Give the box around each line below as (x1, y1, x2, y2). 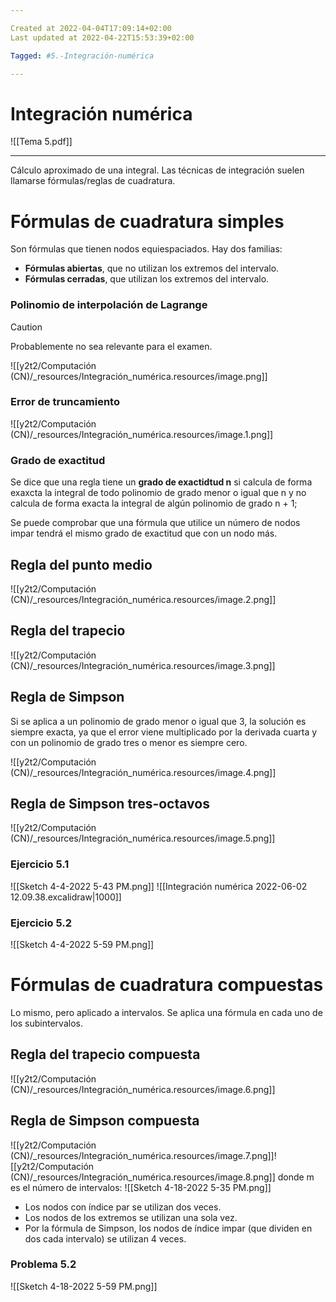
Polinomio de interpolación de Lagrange (10, 298, 208, 312)
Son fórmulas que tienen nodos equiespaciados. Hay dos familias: (10, 243, 283, 255)
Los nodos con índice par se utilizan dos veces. (24, 1201, 222, 1213)
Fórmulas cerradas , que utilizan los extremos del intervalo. (24, 273, 270, 285)
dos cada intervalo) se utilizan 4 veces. (24, 1232, 187, 1245)
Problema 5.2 (10, 1257, 77, 1271)
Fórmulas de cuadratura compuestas (10, 974, 324, 996)
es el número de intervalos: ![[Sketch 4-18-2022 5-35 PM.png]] (10, 1181, 272, 1193)
